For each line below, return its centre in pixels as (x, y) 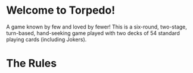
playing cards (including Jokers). (46, 39)
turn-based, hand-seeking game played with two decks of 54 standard (93, 33)
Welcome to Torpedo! (61, 10)
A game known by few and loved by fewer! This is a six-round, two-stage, (97, 27)
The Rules (32, 64)
